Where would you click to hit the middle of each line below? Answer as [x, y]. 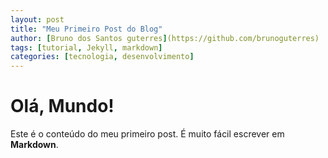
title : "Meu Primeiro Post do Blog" [86, 29]
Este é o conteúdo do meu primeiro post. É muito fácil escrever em [147, 134]
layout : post [37, 19]
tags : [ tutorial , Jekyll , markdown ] [86, 47]
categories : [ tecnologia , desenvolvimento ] [102, 57]
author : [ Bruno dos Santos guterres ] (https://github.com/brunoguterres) [165, 38]
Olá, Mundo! [62, 106]
